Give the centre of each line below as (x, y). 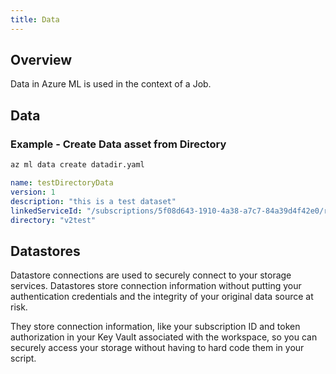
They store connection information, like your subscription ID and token (155, 327)
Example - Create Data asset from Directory (118, 144)
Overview (41, 60)
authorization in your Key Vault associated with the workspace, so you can (164, 337)
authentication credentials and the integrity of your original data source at (162, 297)
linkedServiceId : (46, 211)
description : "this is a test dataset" (93, 201)
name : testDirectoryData (62, 183)
